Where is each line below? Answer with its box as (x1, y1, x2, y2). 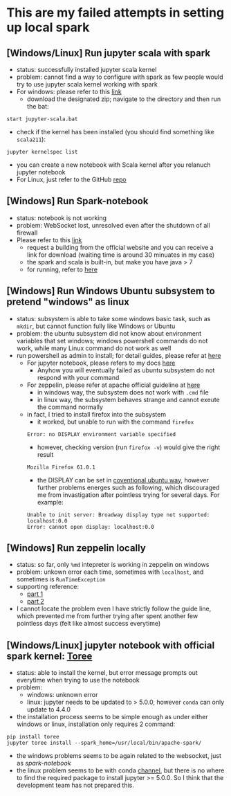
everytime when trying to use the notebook (16, 676, 140, 685)
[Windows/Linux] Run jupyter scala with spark (6, 47, 211, 59)
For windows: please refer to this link (16, 88, 122, 96)
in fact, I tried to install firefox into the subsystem (26, 410, 167, 418)
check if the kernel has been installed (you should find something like (16, 128, 215, 136)
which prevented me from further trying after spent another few (16, 612, 198, 620)
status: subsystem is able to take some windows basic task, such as (16, 314, 211, 323)
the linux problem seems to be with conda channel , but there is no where (16, 766, 225, 775)
